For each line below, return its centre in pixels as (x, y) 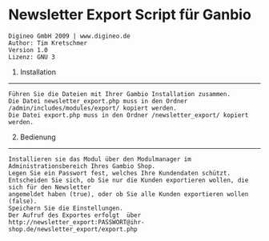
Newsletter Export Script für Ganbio (130, 15)
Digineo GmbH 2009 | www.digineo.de (69, 36)
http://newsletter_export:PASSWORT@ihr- (77, 222)
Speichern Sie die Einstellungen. (66, 208)
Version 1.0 (28, 50)
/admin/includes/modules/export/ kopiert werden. (93, 108)
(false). (23, 201)
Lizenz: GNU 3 (32, 57)
